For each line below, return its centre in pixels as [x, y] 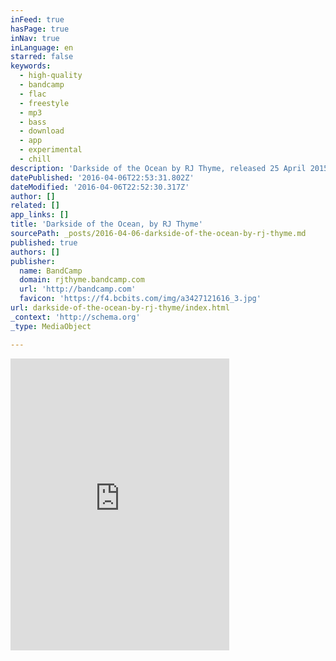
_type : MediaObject [51, 326]
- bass [33, 122]
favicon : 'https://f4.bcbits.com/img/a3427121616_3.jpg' [140, 299]
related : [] [35, 206]
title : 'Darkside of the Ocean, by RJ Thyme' [106, 224]
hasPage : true [40, 29]
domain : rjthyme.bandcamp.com [82, 280]
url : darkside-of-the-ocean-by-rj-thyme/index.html [120, 308]
